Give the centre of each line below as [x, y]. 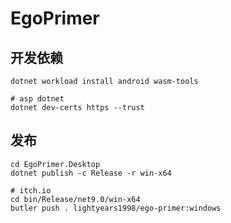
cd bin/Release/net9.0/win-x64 [75, 199]
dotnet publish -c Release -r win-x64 [91, 173]
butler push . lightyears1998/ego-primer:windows [116, 208]
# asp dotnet [37, 99]
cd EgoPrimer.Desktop [55, 164]
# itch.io [31, 190]
